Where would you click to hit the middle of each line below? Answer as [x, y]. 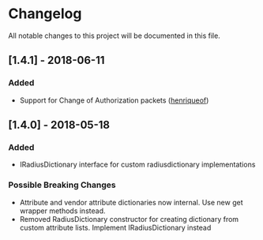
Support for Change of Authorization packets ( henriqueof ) [114, 100]
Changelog [45, 14]
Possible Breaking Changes [62, 185]
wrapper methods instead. [62, 211]
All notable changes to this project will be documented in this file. [115, 36]
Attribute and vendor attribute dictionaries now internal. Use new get [131, 202]
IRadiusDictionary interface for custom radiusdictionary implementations [137, 165]
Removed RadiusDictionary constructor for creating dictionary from [129, 219]
